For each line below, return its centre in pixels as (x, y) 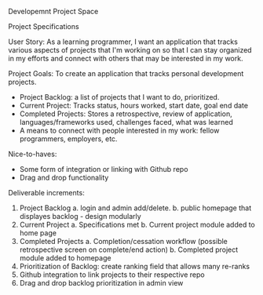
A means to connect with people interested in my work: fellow (119, 130)
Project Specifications (44, 26)
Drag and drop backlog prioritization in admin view (101, 283)
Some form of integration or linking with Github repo (104, 169)
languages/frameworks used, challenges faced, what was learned (126, 122)
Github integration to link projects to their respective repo (112, 275)
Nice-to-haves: (33, 154)
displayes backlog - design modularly (80, 216)
